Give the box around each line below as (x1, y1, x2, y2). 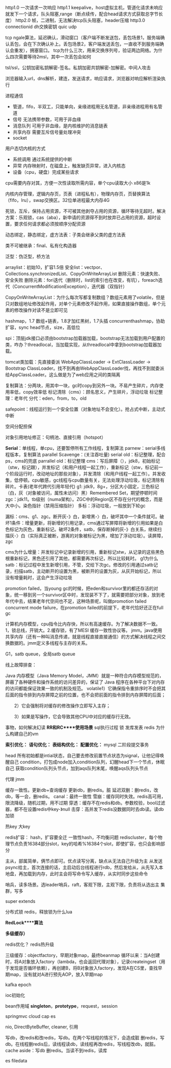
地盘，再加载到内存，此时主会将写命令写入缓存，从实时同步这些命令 (5, 871, 148, 877)
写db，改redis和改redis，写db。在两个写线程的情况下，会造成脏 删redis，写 (5, 1035, 164, 1040)
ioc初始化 (5, 992, 25, 998)
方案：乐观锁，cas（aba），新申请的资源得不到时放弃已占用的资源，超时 (5, 214, 157, 220)
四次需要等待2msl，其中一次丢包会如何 (9, 54, 92, 60)
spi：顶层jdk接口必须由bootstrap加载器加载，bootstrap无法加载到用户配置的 (5, 335, 165, 341)
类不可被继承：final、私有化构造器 (5, 242, 77, 248)
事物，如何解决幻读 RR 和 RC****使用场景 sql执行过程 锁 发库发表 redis (5, 724, 155, 730)
